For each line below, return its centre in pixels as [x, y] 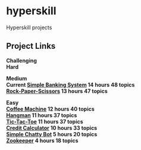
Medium [17, 78]
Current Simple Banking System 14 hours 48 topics [70, 85]
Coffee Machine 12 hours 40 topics [51, 109]
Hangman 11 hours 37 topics [42, 115]
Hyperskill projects [29, 27]
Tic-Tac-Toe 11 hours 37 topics [45, 121]
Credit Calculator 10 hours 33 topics [52, 128]
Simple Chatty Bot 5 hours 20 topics [52, 134]
